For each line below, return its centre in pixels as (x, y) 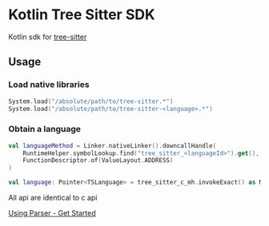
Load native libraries (49, 85)
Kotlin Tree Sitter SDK (82, 15)
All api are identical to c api (53, 198)
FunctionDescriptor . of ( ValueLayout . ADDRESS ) (98, 161)
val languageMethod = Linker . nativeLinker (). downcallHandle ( (112, 145)
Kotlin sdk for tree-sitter (48, 37)
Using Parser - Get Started (52, 213)
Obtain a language (45, 129)
